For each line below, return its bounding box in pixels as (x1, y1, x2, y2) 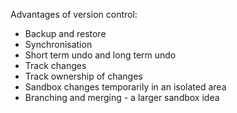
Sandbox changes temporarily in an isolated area (24, 81, 227, 93)
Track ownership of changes (24, 70, 143, 82)
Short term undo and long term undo (24, 49, 177, 61)
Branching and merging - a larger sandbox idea (24, 92, 220, 103)
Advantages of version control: (10, 9, 138, 20)
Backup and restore (24, 28, 107, 39)
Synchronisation (24, 39, 93, 50)
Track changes (24, 60, 87, 71)
